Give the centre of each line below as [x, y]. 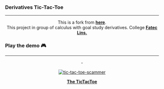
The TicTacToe [82, 81]
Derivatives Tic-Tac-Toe [34, 7]
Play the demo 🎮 [26, 46]
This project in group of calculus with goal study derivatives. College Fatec [82, 28]
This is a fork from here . [82, 22]
